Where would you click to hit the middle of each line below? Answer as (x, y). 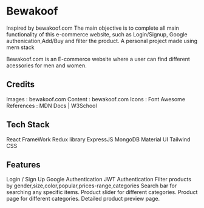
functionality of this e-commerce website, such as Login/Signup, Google (97, 34)
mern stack (20, 47)
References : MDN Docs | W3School (52, 106)
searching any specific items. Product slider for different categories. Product (102, 192)
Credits (21, 85)
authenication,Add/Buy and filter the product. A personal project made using (102, 41)
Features (23, 165)
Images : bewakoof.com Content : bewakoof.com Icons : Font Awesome (96, 99)
